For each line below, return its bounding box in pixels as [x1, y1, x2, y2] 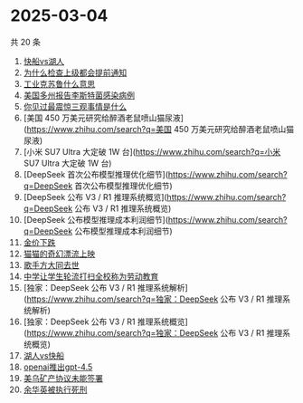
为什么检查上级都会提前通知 [23, 67, 128, 78]
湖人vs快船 [23, 350, 65, 360]
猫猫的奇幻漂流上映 [23, 248, 96, 259]
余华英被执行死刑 [23, 384, 88, 395]
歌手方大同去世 [23, 259, 80, 270]
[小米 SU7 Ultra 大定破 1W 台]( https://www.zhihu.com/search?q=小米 [23, 146, 281, 157]
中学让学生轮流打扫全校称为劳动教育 [23, 271, 159, 282]
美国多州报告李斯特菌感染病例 [23, 90, 135, 101]
